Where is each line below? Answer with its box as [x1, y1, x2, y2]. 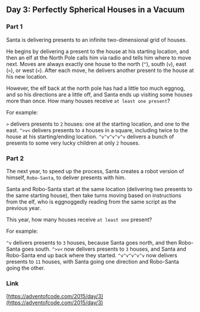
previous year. [6, 204, 41, 211]
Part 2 [6, 154, 24, 163]
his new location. [6, 73, 48, 80]
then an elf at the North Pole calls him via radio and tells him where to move [6, 54, 192, 61]
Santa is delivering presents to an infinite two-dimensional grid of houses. [6, 36, 187, 43]
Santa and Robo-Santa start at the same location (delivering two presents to [6, 185, 192, 192]
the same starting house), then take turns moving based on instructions [6, 192, 182, 199]
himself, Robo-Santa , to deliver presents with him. [6, 174, 126, 181]
